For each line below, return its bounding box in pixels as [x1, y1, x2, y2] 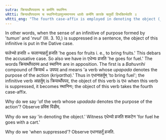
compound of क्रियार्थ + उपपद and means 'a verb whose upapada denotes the [5, 67, 158, 73]
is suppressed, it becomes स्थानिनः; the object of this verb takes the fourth [5, 84, 153, 90]
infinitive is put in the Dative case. [5, 41, 74, 47]
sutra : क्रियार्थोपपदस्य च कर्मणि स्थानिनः [5, 7, 67, 12]
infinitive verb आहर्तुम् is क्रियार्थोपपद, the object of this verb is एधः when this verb [5, 78, 158, 84]
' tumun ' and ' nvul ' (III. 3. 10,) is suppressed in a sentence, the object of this [5, 35, 158, 41]
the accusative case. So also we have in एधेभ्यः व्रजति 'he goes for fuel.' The [5, 55, 153, 62]
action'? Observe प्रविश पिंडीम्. [5, 104, 61, 110]
